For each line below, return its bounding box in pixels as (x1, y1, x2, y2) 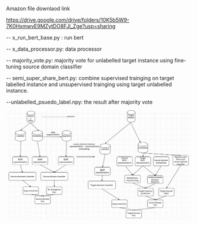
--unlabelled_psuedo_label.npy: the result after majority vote (6, 98, 153, 105)
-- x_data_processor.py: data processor (6, 45, 102, 52)
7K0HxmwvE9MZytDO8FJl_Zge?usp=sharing (6, 23, 116, 29)
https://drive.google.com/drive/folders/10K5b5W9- (6, 16, 130, 23)
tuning (6, 63, 22, 70)
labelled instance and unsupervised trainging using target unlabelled (6, 81, 172, 88)
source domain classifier (22, 63, 82, 70)
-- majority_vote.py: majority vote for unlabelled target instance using (6, 57, 173, 64)
